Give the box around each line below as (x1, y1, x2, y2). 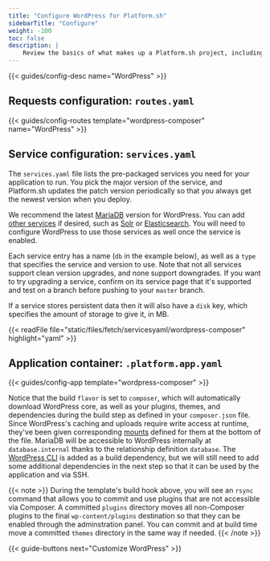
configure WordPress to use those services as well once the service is (8, 226, 241, 237)
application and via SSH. (8, 470, 90, 480)
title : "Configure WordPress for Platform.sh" (8, 11, 167, 20)
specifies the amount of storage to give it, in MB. (8, 309, 170, 319)
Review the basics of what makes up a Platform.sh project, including (22, 49, 264, 57)
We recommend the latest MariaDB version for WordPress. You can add (8, 209, 245, 219)
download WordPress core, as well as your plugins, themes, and (8, 402, 221, 412)
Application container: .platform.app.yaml (8, 356, 223, 370)
